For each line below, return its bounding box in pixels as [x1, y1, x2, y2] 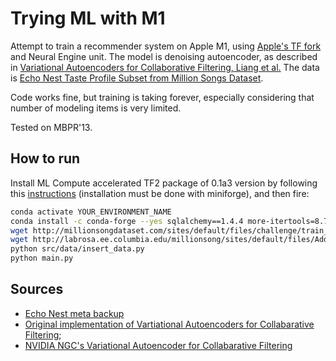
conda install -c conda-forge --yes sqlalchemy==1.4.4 [10, 216, 244, 226]
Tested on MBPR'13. [10, 121, 93, 133]
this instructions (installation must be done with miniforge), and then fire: [10, 187, 310, 199]
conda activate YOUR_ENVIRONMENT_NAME [10, 207, 172, 217]
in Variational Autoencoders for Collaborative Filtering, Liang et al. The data [10, 61, 320, 73]
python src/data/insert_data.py [10, 244, 145, 254]
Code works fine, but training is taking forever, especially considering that [10, 91, 315, 103]
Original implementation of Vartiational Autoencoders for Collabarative [24, 318, 315, 330]
